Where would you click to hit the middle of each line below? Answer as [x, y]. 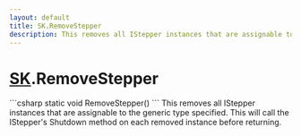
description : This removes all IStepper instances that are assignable [146, 34]
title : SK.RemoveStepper [56, 26]
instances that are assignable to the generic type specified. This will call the [149, 113]
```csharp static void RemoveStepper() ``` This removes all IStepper [132, 103]
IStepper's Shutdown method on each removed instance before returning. [146, 123]
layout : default [39, 17]
